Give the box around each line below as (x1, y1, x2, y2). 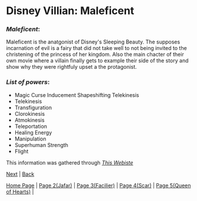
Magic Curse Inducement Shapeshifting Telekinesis (14, 91, 139, 98)
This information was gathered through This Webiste (6, 159, 133, 166)
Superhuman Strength (14, 141, 69, 148)
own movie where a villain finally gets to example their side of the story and (6, 57, 189, 64)
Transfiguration (14, 104, 52, 111)
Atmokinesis (14, 116, 45, 123)
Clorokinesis (14, 110, 45, 117)
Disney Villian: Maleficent (6, 4, 134, 18)
